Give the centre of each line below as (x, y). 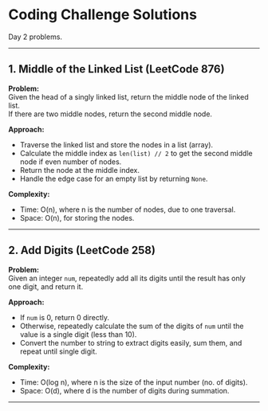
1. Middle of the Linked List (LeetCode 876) (116, 69)
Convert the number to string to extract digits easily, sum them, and (131, 342)
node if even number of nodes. (71, 162)
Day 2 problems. (35, 37)
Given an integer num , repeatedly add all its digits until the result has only (127, 278)
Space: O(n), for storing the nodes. (77, 217)
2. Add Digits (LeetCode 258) (82, 251)
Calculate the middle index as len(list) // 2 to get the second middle (136, 153)
